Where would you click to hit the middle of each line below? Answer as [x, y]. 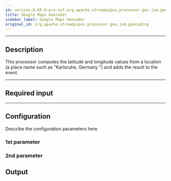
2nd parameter [24, 156]
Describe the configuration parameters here [51, 129]
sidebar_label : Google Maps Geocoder [45, 19]
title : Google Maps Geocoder [36, 15]
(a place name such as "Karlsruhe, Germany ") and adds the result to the [81, 67]
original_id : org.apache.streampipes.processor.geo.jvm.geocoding [77, 24]
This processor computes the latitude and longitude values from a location [83, 62]
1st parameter [23, 142]
